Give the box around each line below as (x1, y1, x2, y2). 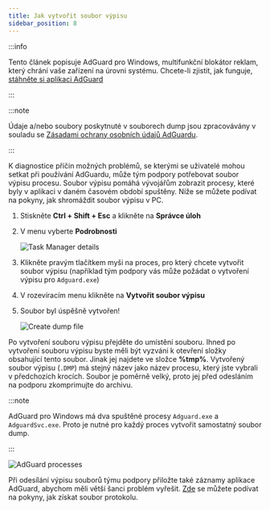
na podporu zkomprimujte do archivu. (8, 379, 133, 389)
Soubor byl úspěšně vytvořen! (19, 305, 121, 315)
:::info (8, 41, 27, 51)
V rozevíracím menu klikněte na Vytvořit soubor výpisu (19, 290, 205, 300)
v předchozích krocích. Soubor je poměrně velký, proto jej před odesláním (8, 371, 253, 381)
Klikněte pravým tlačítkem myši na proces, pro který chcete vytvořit (19, 257, 244, 267)
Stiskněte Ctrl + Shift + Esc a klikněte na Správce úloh (19, 210, 201, 220)
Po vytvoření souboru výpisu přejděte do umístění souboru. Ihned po (8, 337, 235, 346)
